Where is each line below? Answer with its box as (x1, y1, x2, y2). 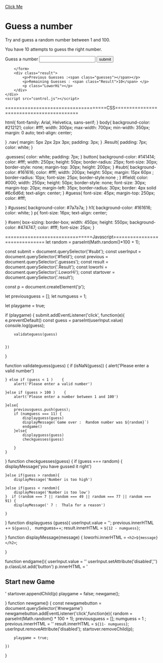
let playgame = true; (5, 303, 45, 308)
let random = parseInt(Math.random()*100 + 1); (45, 239, 140, 245)
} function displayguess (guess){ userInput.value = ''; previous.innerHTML (5, 520, 154, 526)
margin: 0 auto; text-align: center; (5, 130, 72, 135)
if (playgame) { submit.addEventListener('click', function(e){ (5, 312, 125, 318)
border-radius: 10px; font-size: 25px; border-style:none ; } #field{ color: (5, 174, 148, 180)
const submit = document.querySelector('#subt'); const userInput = (5, 248, 141, 254)
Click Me (5, 4, 23, 9)
